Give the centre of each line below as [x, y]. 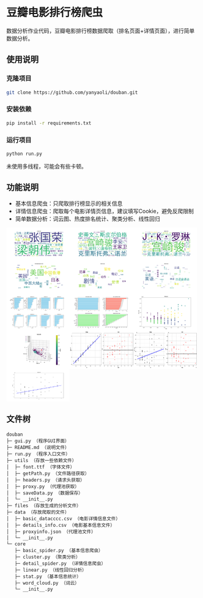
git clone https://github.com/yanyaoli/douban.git [72, 93]
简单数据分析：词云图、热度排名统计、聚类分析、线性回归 [87, 219]
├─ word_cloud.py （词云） [47, 583]
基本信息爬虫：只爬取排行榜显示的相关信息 [69, 203]
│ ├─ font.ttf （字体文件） [41, 467]
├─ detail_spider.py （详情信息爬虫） [60, 563]
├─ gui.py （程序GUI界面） [38, 441]
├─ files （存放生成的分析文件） [44, 505]
